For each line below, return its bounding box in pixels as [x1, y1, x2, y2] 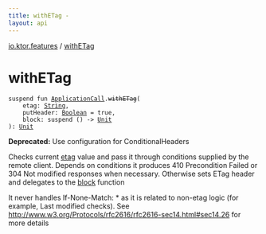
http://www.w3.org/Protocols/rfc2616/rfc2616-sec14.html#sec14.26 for [8, 210, 241, 220]
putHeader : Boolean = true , [22, 109, 115, 117]
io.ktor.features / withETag [8, 41, 95, 50]
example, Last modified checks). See [8, 201, 130, 211]
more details [8, 218, 49, 228]
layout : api [8, 19, 48, 27]
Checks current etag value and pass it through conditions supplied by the [8, 152, 249, 162]
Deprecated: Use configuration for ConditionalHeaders [8, 137, 190, 146]
